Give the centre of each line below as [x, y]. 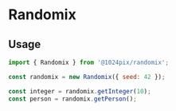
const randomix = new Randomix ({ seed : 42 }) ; [87, 77]
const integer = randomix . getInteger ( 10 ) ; [80, 91]
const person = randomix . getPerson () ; [72, 99]
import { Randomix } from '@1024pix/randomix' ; [89, 62]
